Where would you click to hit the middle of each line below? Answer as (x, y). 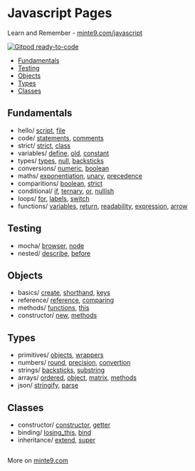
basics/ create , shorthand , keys (64, 293)
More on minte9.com (38, 460)
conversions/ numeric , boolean (63, 168)
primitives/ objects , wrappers (60, 355)
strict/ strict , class (44, 145)
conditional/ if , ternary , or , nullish (66, 191)
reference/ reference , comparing (66, 300)
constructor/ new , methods (57, 316)
